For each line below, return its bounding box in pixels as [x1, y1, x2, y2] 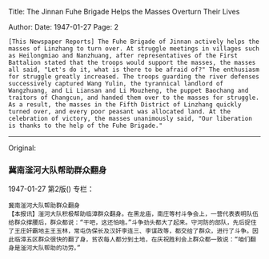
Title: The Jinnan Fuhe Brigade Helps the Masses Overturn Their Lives [8, 7, 240, 16]
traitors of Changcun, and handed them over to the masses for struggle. [8, 94, 260, 102]
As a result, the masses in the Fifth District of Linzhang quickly [8, 101, 242, 109]
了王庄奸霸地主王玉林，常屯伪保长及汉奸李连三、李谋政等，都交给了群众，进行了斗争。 [8, 227, 253, 235]
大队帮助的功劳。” [31, 244, 81, 253]
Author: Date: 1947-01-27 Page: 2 [8, 22, 118, 31]
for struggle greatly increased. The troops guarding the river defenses [8, 73, 260, 81]
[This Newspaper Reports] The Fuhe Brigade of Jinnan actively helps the [8, 38, 260, 46]
